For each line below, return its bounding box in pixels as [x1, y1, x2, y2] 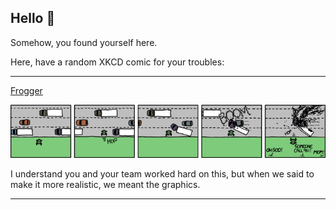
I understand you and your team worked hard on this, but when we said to [10, 167, 315, 180]
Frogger [10, 84, 43, 96]
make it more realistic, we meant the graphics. [10, 178, 201, 190]
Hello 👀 [10, 10, 56, 27]
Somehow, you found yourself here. [10, 36, 158, 48]
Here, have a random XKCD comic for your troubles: [10, 56, 225, 68]
